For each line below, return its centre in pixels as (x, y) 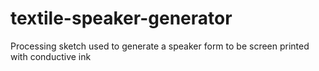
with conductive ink (51, 56)
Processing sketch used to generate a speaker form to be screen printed (160, 46)
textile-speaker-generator (121, 18)
